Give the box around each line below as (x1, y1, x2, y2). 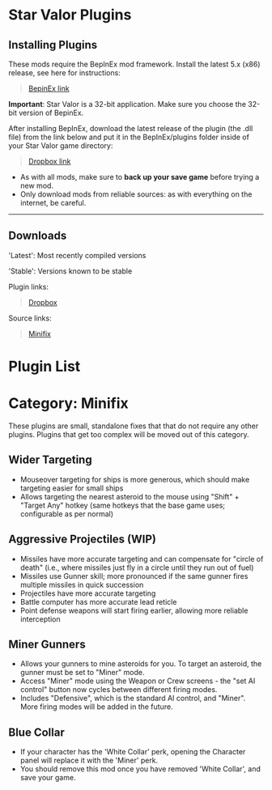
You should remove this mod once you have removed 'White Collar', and (19, 764, 261, 774)
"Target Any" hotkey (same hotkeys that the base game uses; (19, 500, 225, 510)
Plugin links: (8, 282, 49, 291)
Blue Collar (8, 725, 65, 739)
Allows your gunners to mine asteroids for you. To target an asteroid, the (19, 659, 262, 669)
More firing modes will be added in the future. (19, 702, 173, 711)
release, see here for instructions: (8, 68, 121, 78)
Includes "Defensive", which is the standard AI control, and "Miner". (19, 694, 246, 703)
